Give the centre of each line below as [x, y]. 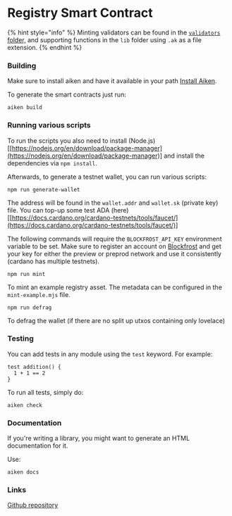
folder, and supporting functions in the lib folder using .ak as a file [105, 39]
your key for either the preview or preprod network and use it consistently [115, 253]
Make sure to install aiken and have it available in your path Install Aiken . [112, 81]
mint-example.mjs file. [39, 294]
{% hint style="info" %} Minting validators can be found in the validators [114, 32]
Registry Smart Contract [80, 13]
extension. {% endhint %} [45, 47]
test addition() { [34, 367]
